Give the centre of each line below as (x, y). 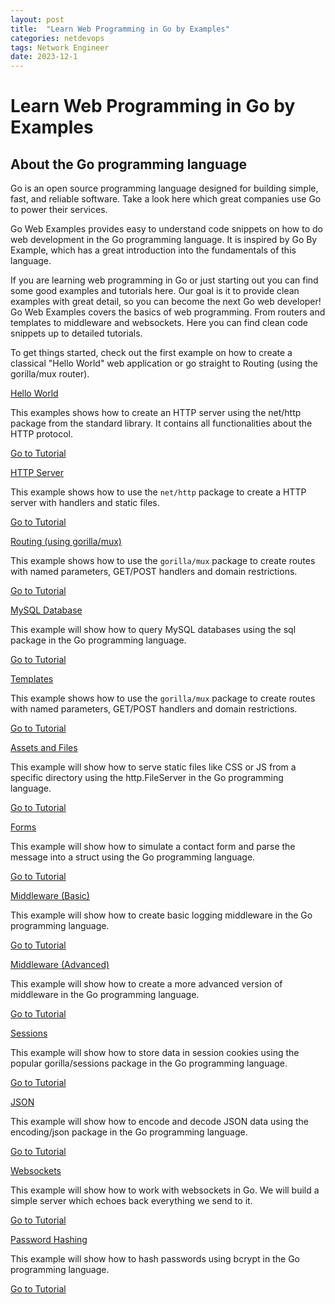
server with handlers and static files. (85, 503)
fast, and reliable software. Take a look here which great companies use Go (166, 199)
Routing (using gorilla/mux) (66, 542)
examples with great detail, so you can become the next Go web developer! (166, 302)
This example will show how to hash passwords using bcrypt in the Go (155, 1259)
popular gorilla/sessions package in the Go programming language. (149, 1063)
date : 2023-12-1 (44, 57)
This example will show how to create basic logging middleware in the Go (161, 915)
